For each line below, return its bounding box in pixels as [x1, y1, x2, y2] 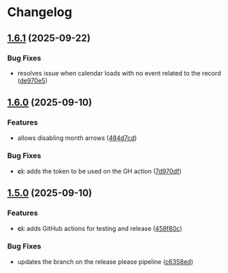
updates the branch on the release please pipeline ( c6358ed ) [17, 257, 194, 266]
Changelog [7, 4, 73, 20]
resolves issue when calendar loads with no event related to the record [17, 69, 222, 77]
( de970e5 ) [17, 76, 48, 85]
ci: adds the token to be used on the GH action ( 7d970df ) [17, 167, 182, 175]
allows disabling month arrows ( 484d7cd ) [17, 134, 137, 142]
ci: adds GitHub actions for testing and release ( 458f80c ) [17, 224, 183, 232]
